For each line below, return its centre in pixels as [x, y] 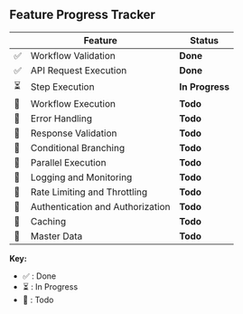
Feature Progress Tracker [83, 15]
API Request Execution [79, 70]
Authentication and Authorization [100, 206]
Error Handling [61, 119]
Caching [48, 221]
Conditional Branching [77, 147]
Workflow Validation [73, 55]
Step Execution [62, 87]
